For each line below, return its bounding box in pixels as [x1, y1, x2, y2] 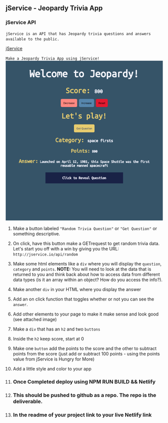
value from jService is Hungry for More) [12, 356, 95, 362]
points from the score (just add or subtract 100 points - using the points [12, 351, 160, 356]
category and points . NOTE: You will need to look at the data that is [12, 266, 152, 272]
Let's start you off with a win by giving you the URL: [12, 246, 119, 251]
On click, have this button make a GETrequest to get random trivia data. [12, 240, 160, 246]
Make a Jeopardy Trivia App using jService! [5, 56, 100, 61]
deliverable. [12, 397, 43, 404]
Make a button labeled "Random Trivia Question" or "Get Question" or [12, 225, 158, 231]
